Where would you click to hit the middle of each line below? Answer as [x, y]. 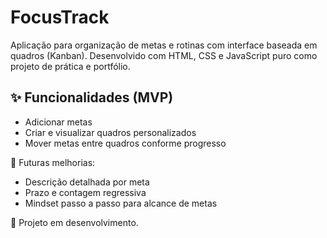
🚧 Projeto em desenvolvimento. [74, 222]
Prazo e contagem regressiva [85, 192]
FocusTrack [60, 17]
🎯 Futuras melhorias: [53, 162]
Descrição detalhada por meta [87, 182]
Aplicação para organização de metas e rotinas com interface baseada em [164, 45]
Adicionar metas [58, 122]
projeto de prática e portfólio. [70, 66]
